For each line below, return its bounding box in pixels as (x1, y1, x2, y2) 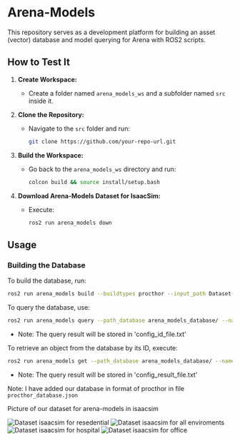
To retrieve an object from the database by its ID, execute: (7, 343, 179, 352)
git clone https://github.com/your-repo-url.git (28, 138, 176, 145)
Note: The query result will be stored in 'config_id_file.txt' (17, 330, 187, 338)
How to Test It (7, 56, 70, 69)
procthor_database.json (7, 392, 79, 399)
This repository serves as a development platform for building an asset (7, 28, 216, 36)
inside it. (28, 96, 54, 105)
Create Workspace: (17, 75, 77, 83)
